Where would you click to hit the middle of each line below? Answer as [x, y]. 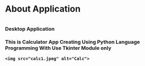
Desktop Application [30, 29]
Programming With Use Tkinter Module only [58, 48]
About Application [43, 9]
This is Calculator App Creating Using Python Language [72, 42]
